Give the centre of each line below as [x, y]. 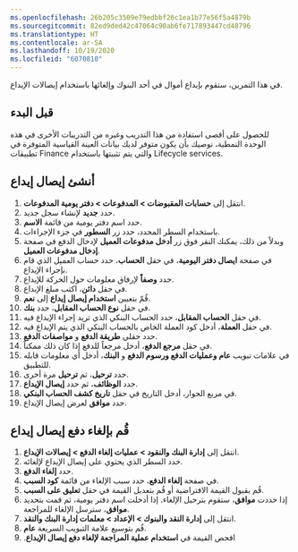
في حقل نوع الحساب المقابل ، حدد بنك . [87, 307]
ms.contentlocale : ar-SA [56, 42]
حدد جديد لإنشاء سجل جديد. [69, 212]
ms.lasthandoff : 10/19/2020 [63, 51]
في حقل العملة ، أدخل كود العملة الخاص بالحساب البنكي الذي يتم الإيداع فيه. [147, 327]
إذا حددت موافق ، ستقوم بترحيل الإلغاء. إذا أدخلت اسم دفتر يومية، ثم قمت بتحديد [155, 500]
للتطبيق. [37, 364]
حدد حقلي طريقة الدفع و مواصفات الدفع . [90, 335]
